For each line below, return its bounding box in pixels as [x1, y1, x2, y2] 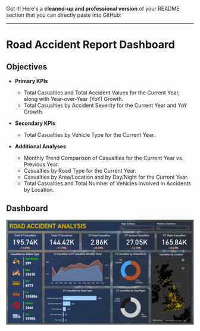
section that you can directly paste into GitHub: [6, 11, 122, 19]
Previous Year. [23, 161, 60, 168]
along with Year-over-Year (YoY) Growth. [23, 96, 124, 102]
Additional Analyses [14, 143, 67, 150]
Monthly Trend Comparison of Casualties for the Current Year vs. [23, 155, 184, 161]
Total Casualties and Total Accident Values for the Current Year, [23, 89, 180, 96]
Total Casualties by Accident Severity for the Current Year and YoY [23, 102, 187, 109]
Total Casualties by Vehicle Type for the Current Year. [23, 131, 155, 138]
